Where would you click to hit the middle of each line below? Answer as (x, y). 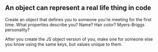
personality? (18, 30)
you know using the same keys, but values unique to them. (64, 44)
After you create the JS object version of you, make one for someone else (79, 39)
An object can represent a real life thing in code (78, 8)
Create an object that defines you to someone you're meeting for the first (78, 19)
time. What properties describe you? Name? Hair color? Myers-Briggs (75, 25)
